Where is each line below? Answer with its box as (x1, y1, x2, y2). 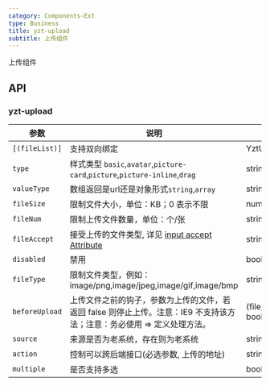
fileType (12, 275, 46, 284)
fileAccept (12, 235, 54, 243)
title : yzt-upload (8, 27, 70, 35)
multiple (12, 364, 46, 373)
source (12, 334, 38, 343)
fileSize (12, 199, 46, 208)
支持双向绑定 (69, 143, 119, 154)
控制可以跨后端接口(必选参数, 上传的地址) (69, 348, 226, 359)
